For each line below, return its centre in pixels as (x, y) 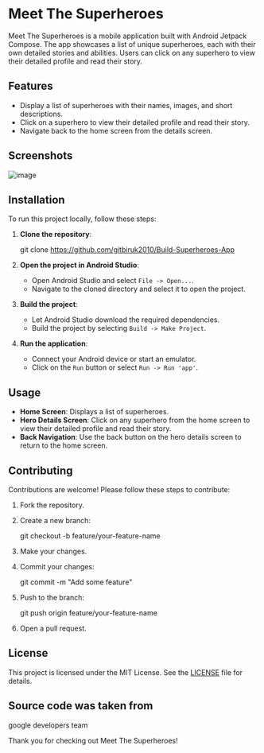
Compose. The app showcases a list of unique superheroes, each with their (132, 44)
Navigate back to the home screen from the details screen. (116, 130)
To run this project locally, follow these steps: (82, 219)
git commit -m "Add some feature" (76, 582)
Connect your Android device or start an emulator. (114, 359)
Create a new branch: (55, 520)
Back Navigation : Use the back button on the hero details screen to (130, 437)
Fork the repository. (52, 505)
